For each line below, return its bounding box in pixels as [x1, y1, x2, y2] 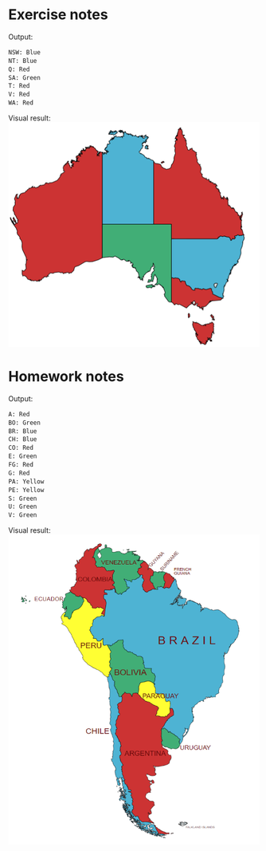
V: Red [8, 90, 30, 99]
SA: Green [8, 73, 41, 81]
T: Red [8, 82, 30, 90]
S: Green [8, 494, 37, 502]
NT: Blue [8, 57, 37, 65]
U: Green [8, 502, 37, 511]
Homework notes [8, 368, 125, 385]
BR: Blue [8, 427, 37, 435]
